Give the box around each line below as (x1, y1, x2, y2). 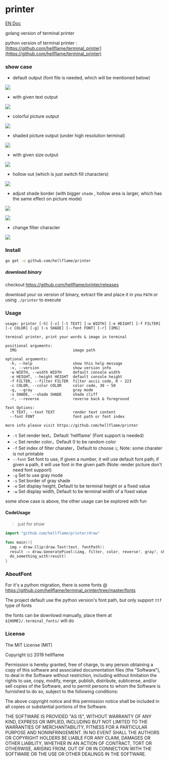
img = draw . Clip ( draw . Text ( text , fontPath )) (10, 545, 105, 550)
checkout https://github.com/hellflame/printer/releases (5, 282, 119, 288)
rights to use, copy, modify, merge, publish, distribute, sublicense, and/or (5, 678, 157, 684)
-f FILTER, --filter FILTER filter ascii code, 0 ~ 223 (10, 378, 132, 384)
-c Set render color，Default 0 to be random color (12, 438, 117, 444)
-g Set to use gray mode (12, 472, 63, 478)
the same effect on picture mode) (12, 196, 82, 202)
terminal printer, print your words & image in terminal (5, 334, 127, 339)
